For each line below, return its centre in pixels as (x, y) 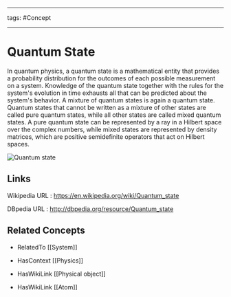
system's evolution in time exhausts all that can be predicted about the (107, 93)
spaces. (18, 144)
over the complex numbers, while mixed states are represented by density (112, 129)
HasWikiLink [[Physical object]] (61, 274)
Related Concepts (46, 231)
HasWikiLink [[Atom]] (47, 287)
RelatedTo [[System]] (47, 247)
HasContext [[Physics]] (50, 260)
